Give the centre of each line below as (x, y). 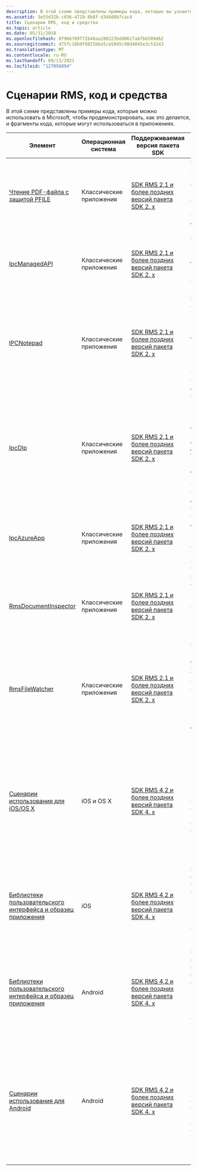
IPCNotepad (26, 343)
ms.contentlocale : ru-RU (36, 55)
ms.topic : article (28, 28)
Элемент (42, 145)
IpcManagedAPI (31, 264)
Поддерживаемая (158, 138)
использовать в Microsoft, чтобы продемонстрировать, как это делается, (98, 117)
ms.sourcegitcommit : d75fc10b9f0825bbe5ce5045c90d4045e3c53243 (85, 45)
